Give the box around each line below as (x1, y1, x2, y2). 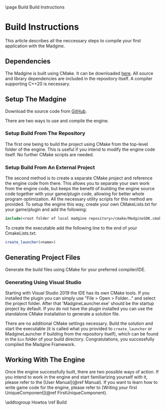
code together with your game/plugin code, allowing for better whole (5, 191, 145, 197)
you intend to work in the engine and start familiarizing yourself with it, (5, 374, 148, 380)
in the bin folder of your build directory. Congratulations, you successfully (5, 336, 155, 342)
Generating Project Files (5, 253, 81, 262)
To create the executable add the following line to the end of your (5, 225, 137, 231)
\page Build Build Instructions (5, 4, 65, 10)
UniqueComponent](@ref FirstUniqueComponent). (5, 389, 108, 396)
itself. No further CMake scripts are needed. (5, 151, 94, 157)
